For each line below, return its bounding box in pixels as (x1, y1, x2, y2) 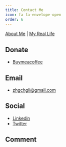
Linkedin (12, 115, 30, 121)
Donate (5, 45, 28, 54)
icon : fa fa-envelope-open (5, 12, 61, 17)
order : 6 (5, 17, 23, 22)
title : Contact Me (5, 7, 43, 13)
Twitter (12, 120, 27, 127)
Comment (5, 135, 37, 144)
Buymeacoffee (12, 59, 43, 65)
